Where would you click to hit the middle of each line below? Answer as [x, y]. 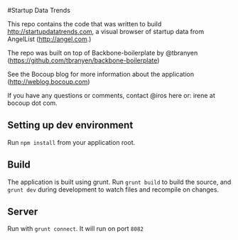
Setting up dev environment [70, 125]
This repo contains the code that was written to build [85, 24]
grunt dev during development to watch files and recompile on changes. [113, 189]
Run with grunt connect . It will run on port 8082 [76, 229]
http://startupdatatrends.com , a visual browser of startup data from [106, 32]
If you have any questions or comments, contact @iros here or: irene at [111, 96]
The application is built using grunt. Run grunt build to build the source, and [119, 182]
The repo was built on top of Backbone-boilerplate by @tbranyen [103, 53]
